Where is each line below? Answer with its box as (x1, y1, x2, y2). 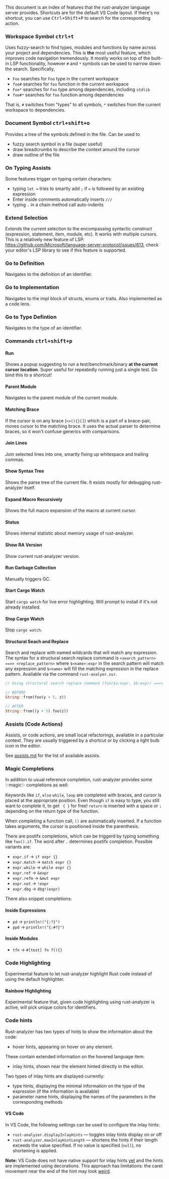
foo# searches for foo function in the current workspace (12, 81, 129, 87)
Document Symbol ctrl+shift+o (5, 120, 90, 127)
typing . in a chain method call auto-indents (12, 202, 104, 208)
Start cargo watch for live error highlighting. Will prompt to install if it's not (5, 599, 157, 605)
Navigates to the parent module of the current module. (5, 395, 118, 401)
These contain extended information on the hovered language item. (5, 1053, 145, 1059)
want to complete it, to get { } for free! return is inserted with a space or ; (5, 803, 162, 809)
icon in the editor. (5, 743, 41, 749)
